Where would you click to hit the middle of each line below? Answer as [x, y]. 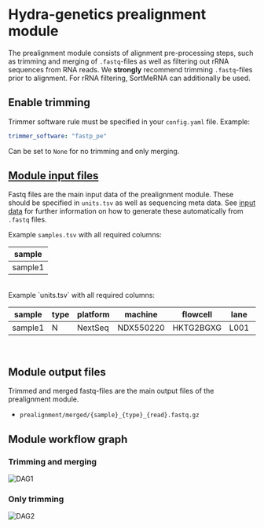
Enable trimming [49, 103]
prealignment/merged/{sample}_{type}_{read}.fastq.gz [109, 415]
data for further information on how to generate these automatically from [126, 211]
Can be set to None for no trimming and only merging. [94, 151]
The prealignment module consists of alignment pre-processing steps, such [131, 53]
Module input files [53, 176]
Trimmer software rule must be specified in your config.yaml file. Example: [129, 121]
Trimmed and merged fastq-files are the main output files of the [111, 391]
